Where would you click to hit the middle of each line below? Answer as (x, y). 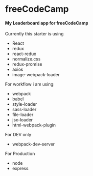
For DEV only (18, 135)
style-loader (24, 104)
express (20, 169)
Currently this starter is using (34, 34)
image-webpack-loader (36, 75)
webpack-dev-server (34, 144)
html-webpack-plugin (34, 125)
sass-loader (24, 110)
